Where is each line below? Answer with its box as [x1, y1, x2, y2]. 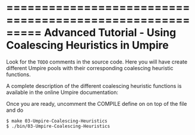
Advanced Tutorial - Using [43, 26, 177, 39]
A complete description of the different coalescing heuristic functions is [6, 82, 182, 89]
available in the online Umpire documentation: [6, 89, 119, 96]
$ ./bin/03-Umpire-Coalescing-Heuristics [6, 123, 111, 129]
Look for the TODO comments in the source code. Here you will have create [6, 58, 188, 65]
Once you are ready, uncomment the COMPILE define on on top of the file [6, 100, 187, 107]
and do [6, 106, 24, 114]
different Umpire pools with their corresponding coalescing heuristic [6, 64, 174, 71]
